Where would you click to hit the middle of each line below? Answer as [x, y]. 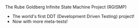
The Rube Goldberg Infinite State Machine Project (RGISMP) [66, 7]
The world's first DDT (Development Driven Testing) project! [73, 16]
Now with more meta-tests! [40, 21]
